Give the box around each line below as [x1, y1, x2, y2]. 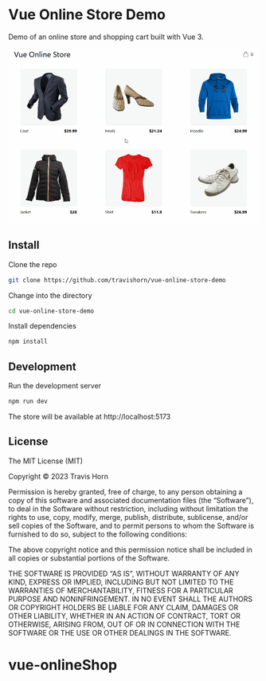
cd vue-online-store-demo [8, 307, 94, 315]
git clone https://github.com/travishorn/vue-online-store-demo [8, 276, 226, 284]
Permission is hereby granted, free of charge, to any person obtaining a [8, 486, 243, 496]
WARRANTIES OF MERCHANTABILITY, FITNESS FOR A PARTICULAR [8, 585, 233, 595]
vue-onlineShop [8, 655, 118, 674]
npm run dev [8, 397, 48, 406]
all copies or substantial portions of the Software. [8, 553, 170, 563]
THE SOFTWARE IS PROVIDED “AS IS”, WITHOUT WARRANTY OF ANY [8, 569, 240, 578]
